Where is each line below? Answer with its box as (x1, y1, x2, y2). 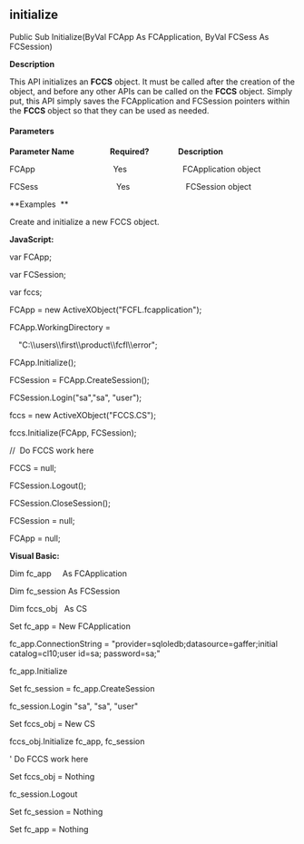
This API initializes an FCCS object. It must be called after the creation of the (9, 76, 295, 87)
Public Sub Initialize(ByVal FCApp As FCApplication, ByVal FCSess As (9, 31, 270, 42)
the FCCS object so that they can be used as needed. (9, 104, 210, 116)
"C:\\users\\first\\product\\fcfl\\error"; (17, 339, 158, 350)
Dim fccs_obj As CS (9, 604, 88, 614)
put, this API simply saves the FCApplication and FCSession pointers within (9, 95, 290, 106)
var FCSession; (9, 270, 66, 280)
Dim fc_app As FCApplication (9, 568, 127, 579)
